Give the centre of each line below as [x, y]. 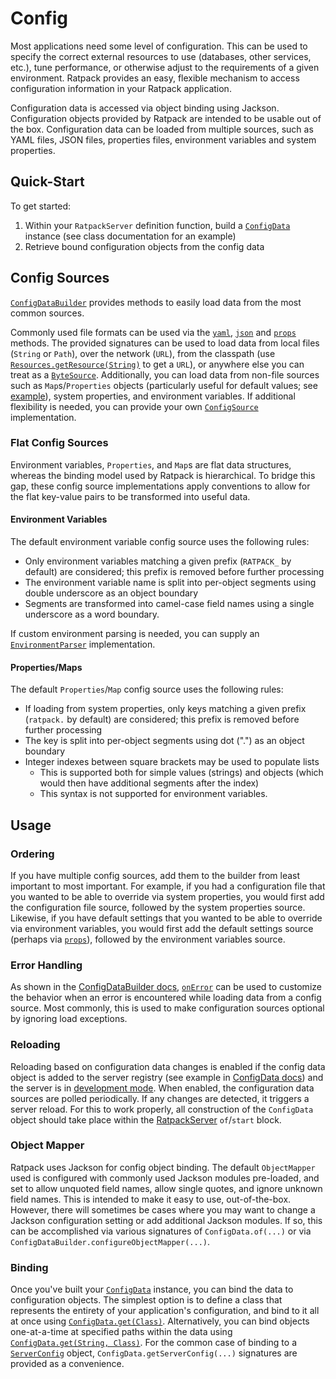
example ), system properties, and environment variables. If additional [153, 396]
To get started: [41, 206]
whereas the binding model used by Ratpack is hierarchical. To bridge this [163, 475]
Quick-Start [47, 182]
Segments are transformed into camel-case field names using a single [169, 604]
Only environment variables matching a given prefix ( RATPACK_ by [158, 561]
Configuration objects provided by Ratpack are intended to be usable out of [166, 118]
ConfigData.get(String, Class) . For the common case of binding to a [154, 1343]
